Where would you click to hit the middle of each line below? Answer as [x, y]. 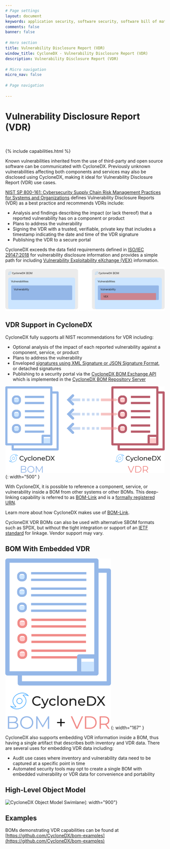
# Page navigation [25, 86]
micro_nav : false [24, 75]
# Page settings [22, 11]
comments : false [22, 27]
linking [12, 497]
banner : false [20, 32]
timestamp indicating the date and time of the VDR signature [75, 234]
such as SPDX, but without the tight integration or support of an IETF [77, 528]
